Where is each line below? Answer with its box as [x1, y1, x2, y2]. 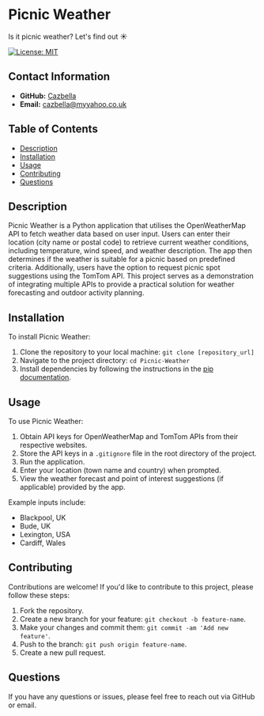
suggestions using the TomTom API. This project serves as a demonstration [8, 271, 255, 281]
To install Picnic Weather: [8, 332, 91, 342]
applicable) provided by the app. [19, 483, 126, 491]
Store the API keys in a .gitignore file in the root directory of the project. [19, 449, 257, 458]
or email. [8, 700, 37, 710]
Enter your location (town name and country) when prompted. [19, 465, 221, 475]
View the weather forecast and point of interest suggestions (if [19, 474, 224, 483]
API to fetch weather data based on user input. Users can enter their [8, 229, 231, 239]
